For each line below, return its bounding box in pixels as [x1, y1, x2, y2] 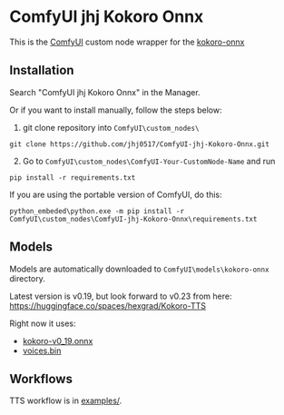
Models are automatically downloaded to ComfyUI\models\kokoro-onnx [9, 263, 269, 274]
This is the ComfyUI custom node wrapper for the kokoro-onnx [9, 36, 245, 47]
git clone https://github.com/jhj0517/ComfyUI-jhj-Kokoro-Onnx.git [9, 139, 270, 149]
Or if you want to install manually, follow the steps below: [9, 104, 222, 115]
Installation [9, 63, 74, 78]
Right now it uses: [9, 318, 76, 329]
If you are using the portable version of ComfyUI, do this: [9, 189, 222, 200]
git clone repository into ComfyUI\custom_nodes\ [22, 122, 200, 133]
